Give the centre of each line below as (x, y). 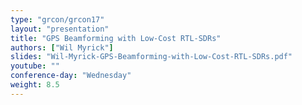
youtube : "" (35, 66)
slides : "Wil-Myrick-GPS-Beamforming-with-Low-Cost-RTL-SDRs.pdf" (151, 57)
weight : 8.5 (35, 85)
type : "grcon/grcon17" (57, 19)
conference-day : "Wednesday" (71, 76)
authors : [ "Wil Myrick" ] (62, 47)
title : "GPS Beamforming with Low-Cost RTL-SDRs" (116, 38)
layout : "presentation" (60, 29)
